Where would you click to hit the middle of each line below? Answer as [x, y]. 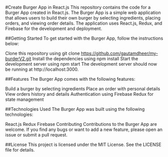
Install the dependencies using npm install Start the [85, 59]
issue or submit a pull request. [36, 135]
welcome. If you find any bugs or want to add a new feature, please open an [84, 129]
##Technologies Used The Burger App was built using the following [75, 109]
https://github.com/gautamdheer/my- [119, 53]
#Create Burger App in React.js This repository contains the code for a [78, 7]
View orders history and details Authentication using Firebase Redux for [79, 94]
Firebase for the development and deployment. [54, 29]
